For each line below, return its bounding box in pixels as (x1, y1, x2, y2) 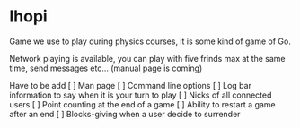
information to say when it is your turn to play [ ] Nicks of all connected (9, 90, 272, 100)
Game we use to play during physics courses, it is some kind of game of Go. (9, 36, 292, 47)
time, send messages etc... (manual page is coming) (9, 63, 203, 73)
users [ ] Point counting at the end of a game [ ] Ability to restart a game (9, 98, 276, 109)
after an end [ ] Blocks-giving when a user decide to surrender (9, 108, 241, 119)
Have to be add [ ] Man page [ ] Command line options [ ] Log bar (9, 80, 251, 90)
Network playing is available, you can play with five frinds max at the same (9, 53, 286, 64)
